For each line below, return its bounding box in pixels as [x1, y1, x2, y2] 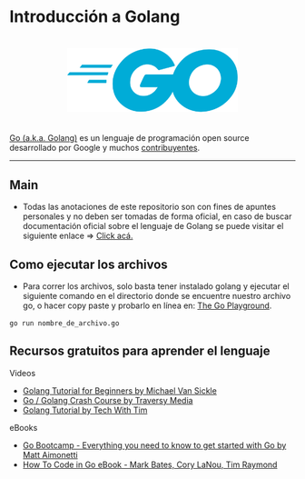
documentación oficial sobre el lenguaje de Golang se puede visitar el [22, 221, 284, 232]
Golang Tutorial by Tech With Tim [22, 404, 148, 415]
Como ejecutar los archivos [9, 256, 168, 272]
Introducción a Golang [9, 6, 181, 27]
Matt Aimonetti [22, 449, 79, 460]
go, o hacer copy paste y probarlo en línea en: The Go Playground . [22, 300, 272, 311]
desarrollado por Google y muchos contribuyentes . [9, 143, 201, 154]
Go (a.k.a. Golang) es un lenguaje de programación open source [9, 133, 250, 144]
